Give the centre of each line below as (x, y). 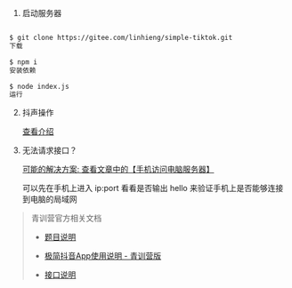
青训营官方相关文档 (66, 218)
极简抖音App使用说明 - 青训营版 (103, 256)
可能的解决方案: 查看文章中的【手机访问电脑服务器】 (118, 169)
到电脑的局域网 (49, 199)
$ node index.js (39, 86)
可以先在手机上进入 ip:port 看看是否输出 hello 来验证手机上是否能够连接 (153, 188)
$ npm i (24, 62)
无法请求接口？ (49, 150)
